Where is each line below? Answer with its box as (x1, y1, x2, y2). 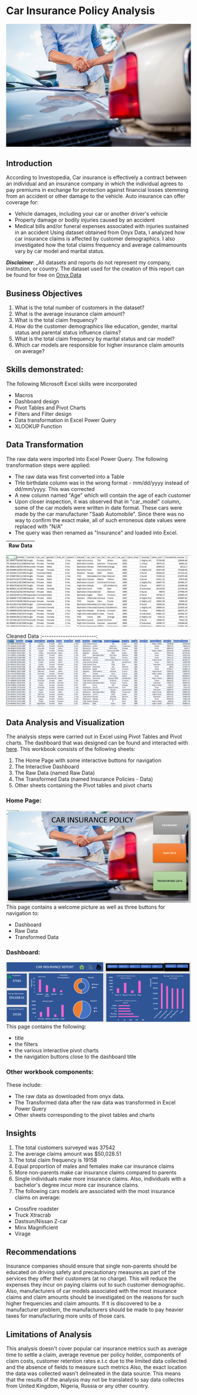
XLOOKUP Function (14, 422, 62, 429)
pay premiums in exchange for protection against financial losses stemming (6, 187, 189, 194)
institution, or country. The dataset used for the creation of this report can (6, 265, 185, 272)
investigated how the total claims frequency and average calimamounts (14, 242, 187, 249)
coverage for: (6, 199, 39, 206)
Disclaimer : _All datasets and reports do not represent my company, (6, 259, 172, 266)
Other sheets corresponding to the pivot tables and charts (14, 1111, 155, 1118)
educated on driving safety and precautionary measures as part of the (6, 1269, 176, 1276)
